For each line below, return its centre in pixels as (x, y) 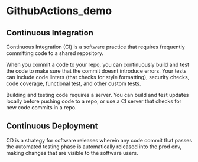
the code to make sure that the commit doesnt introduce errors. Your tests (97, 71)
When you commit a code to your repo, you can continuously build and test (98, 64)
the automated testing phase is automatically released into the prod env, (94, 147)
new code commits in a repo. (41, 107)
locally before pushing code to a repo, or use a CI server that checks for (94, 101)
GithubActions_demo (59, 11)
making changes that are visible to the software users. (72, 153)
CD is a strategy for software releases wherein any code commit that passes (99, 140)
